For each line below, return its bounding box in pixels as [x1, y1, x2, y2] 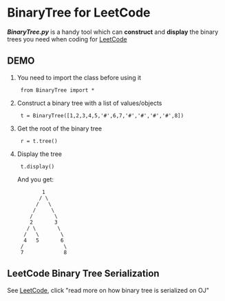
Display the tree [17, 150, 63, 158]
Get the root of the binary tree [17, 124, 103, 133]
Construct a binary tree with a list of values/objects [17, 99, 162, 107]
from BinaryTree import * [20, 86, 95, 94]
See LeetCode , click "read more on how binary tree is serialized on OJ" [7, 286, 210, 294]
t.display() [20, 163, 55, 170]
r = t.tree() [20, 137, 58, 144]
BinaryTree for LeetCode [7, 5, 151, 21]
